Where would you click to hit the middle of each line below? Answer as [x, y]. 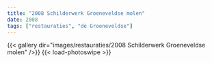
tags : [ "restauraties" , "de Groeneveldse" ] [70, 26]
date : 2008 [23, 20]
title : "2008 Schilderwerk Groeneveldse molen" [76, 13]
